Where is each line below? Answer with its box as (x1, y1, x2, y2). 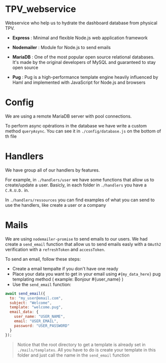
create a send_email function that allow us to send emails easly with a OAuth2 (5, 241, 162, 247)
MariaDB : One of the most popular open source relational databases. (12, 54, 155, 60)
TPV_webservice (5, 3, 76, 15)
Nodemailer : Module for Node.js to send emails (12, 44, 111, 50)
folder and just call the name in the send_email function (17, 352, 130, 358)
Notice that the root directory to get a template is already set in (17, 341, 146, 348)
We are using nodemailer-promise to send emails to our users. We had (5, 236, 148, 242)
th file (5, 133, 17, 139)
